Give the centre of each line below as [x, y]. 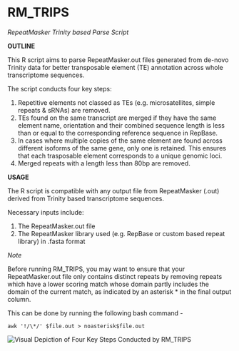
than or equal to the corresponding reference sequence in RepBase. [118, 133]
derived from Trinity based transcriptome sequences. [86, 198]
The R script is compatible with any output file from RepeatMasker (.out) [113, 190]
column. [19, 299]
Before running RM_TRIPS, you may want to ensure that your [96, 269]
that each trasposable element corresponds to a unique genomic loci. [120, 156]
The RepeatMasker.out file [56, 226]
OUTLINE [21, 46]
